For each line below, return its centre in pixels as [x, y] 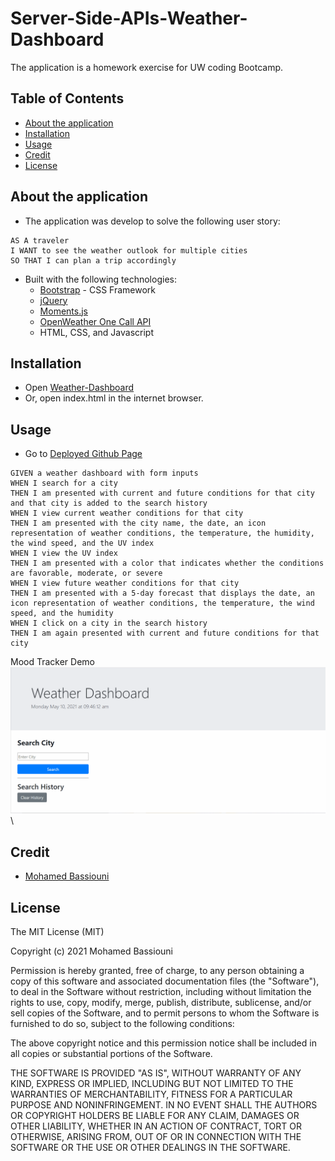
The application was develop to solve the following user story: [152, 221]
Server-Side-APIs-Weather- [129, 18]
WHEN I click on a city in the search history [109, 623]
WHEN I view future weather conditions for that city [125, 583]
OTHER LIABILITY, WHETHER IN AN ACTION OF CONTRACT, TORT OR [156, 1126]
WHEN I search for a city [64, 483]
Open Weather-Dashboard [79, 388]
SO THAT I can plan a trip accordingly [93, 260]
